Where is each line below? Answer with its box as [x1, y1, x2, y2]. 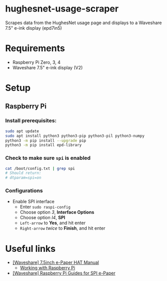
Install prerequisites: [5, 117, 57, 124]
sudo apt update [5, 129, 39, 134]
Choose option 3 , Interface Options [20, 209, 94, 215]
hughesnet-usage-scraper [5, 3, 119, 15]
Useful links [5, 243, 56, 254]
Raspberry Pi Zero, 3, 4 [12, 59, 61, 65]
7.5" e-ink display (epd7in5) [5, 25, 62, 31]
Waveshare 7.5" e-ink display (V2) [12, 64, 83, 70]
